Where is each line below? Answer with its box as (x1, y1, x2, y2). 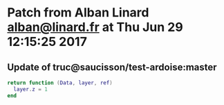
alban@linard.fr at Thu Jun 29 (7, 19, 183, 35)
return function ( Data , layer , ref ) (7, 80, 113, 86)
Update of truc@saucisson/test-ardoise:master (7, 61, 217, 73)
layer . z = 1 (13, 86, 48, 93)
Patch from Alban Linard (7, 5, 149, 21)
